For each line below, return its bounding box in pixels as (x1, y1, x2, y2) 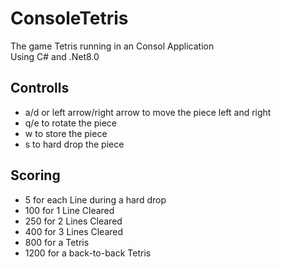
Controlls (10, 80, 70, 97)
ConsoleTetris (10, 7, 129, 30)
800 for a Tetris (24, 236, 90, 248)
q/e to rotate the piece (24, 117, 118, 129)
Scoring (10, 167, 61, 184)
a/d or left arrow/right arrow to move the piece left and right (24, 106, 272, 118)
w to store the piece (24, 127, 108, 139)
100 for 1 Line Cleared (24, 204, 115, 216)
